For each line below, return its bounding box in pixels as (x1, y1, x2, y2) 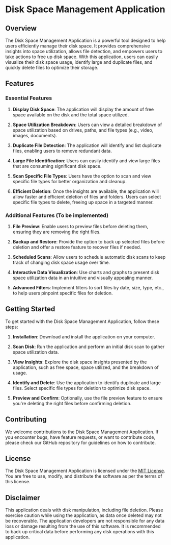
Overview (5, 24, 37, 33)
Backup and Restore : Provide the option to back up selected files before (12, 238, 165, 244)
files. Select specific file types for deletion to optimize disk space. (12, 385, 151, 391)
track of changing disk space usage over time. (12, 259, 110, 265)
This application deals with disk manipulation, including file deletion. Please (5, 507, 164, 513)
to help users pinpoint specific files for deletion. (12, 290, 113, 296)
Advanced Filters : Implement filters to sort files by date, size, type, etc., (12, 284, 164, 290)
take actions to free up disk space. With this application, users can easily (5, 54, 158, 60)
